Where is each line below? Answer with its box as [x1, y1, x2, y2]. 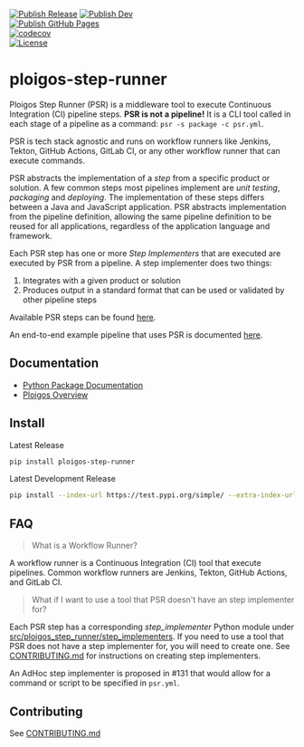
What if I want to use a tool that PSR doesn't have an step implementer [31, 594, 295, 606]
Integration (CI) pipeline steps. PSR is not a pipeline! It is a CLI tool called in [9, 109, 291, 120]
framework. [9, 230, 52, 241]
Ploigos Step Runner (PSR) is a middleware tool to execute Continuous [9, 99, 271, 110]
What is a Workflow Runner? [31, 540, 138, 551]
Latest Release [9, 439, 65, 450]
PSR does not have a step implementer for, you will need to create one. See [9, 641, 290, 652]
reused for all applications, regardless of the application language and [9, 220, 271, 231]
